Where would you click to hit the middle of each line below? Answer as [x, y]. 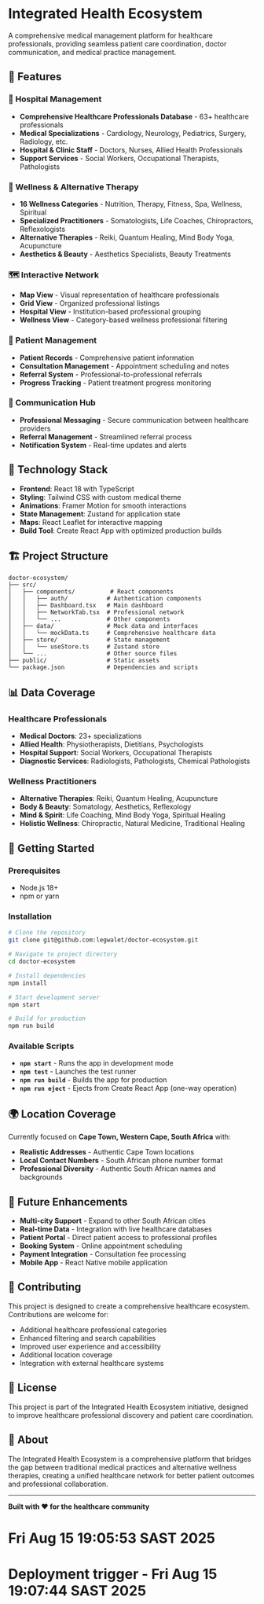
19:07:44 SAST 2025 [77, 1590]
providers [35, 428]
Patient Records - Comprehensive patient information [107, 358]
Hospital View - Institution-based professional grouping [110, 312]
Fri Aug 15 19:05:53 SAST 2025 [112, 1538]
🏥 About [28, 1440]
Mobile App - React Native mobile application [93, 1263]
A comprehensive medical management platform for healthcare [111, 35]
